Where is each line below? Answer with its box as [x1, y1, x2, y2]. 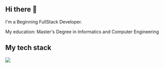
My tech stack [5, 43, 52, 52]
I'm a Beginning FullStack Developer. [5, 18, 83, 25]
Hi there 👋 [5, 5, 37, 14]
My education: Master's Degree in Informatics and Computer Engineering [5, 29, 159, 35]
